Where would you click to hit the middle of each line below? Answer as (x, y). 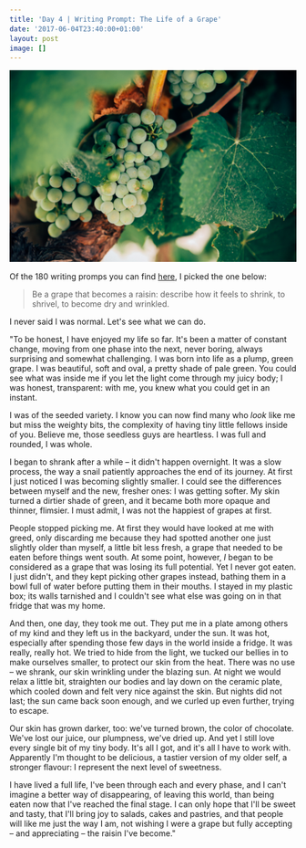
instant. (24, 397)
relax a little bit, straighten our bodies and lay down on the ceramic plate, (146, 681)
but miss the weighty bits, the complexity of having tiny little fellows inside (149, 424)
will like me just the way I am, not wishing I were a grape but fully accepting (151, 823)
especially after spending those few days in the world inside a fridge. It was (151, 643)
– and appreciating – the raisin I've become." (92, 833)
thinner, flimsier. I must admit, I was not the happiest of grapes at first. (141, 510)
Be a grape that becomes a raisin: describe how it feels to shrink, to (158, 294)
